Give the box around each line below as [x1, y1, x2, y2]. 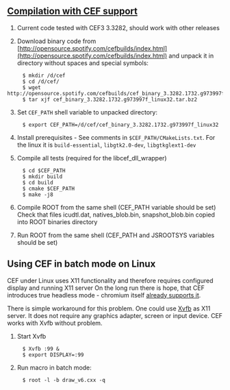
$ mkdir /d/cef [22, 72, 66, 79]
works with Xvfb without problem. [7, 319, 103, 327]
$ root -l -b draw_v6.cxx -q [22, 376, 106, 383]
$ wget [22, 84, 41, 91]
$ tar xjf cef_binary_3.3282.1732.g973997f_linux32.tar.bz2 [22, 96, 197, 103]
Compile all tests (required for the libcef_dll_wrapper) [16, 154, 167, 162]
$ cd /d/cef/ [22, 78, 60, 85]
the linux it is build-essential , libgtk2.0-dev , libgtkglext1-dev [16, 141, 196, 149]
